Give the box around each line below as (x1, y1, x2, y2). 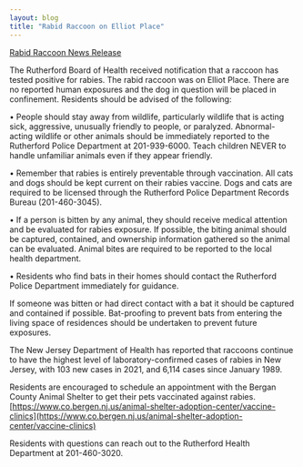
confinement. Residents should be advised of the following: (9, 93, 232, 105)
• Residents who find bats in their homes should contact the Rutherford (9, 270, 278, 281)
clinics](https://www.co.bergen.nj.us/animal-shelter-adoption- (9, 411, 243, 421)
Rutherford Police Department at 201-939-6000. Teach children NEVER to (9, 140, 287, 151)
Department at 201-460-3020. (9, 447, 124, 458)
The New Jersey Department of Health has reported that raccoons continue (9, 344, 294, 355)
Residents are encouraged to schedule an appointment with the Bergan (9, 381, 277, 392)
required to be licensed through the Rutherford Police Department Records (9, 187, 289, 198)
